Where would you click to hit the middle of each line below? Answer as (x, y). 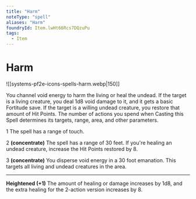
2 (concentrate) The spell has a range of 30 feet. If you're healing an (89, 143)
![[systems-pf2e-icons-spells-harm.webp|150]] (63, 84)
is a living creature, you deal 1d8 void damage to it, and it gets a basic (90, 101)
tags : (13, 33)
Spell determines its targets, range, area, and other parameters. (82, 120)
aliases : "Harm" (26, 22)
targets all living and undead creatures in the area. (66, 166)
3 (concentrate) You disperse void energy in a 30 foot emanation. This (91, 160)
